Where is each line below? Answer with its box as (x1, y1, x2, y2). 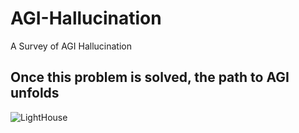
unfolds (10, 85, 60, 102)
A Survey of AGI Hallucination (10, 40, 132, 52)
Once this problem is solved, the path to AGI (10, 69, 290, 86)
